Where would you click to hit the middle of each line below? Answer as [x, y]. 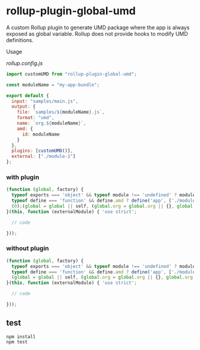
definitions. [20, 40]
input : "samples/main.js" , [45, 101]
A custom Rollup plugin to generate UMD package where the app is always [98, 27]
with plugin [23, 177]
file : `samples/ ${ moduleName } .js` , [61, 112]
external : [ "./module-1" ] [44, 157]
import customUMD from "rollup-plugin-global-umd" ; [71, 74]
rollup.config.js [24, 63]
